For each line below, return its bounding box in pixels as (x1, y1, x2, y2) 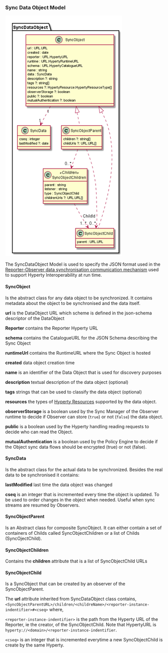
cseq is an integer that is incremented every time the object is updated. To (5, 491, 159, 497)
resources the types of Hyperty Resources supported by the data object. (5, 398, 157, 404)
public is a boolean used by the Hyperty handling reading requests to (5, 423, 149, 429)
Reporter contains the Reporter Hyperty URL (5, 325, 98, 331)
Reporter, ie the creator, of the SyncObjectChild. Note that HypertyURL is (5, 622, 157, 628)
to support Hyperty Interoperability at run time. (5, 272, 102, 278)
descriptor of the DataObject (5, 315, 64, 321)
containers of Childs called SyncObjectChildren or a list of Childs (5, 530, 140, 536)
